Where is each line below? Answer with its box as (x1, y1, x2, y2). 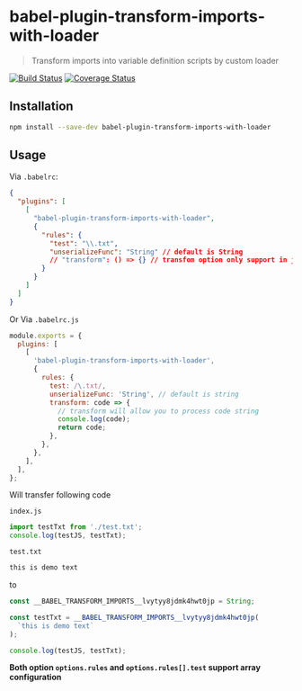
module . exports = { (9, 331, 83, 340)
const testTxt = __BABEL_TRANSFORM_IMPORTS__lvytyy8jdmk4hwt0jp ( (9, 613, 259, 622)
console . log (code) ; (57, 415, 130, 424)
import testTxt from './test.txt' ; (9, 523, 143, 532)
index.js (9, 507, 42, 516)
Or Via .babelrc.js (9, 313, 79, 325)
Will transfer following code (9, 489, 111, 500)
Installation (9, 99, 74, 114)
